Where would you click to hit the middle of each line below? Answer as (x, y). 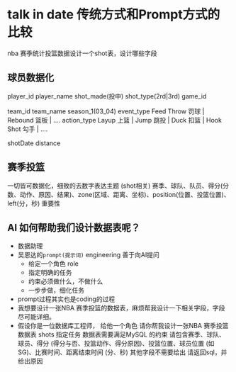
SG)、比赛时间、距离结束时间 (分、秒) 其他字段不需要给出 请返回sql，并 (122, 352)
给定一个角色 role (54, 264)
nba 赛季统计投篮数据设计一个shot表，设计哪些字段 (82, 53)
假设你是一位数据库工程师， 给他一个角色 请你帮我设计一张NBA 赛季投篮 (123, 326)
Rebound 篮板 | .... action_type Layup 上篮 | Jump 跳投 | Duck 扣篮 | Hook (114, 120)
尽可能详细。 (36, 317)
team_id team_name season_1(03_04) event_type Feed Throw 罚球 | (106, 111)
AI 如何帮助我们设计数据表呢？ (74, 227)
